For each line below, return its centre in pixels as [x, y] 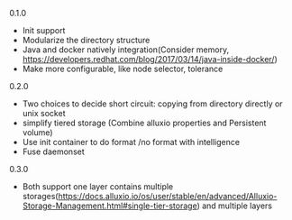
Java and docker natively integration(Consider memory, [126, 50]
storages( [40, 196]
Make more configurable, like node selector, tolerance [123, 69]
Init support [44, 30]
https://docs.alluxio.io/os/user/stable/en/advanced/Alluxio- [168, 196]
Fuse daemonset [54, 151]
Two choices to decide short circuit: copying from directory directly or [152, 104]
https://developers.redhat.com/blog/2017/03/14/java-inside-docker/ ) [150, 59]
